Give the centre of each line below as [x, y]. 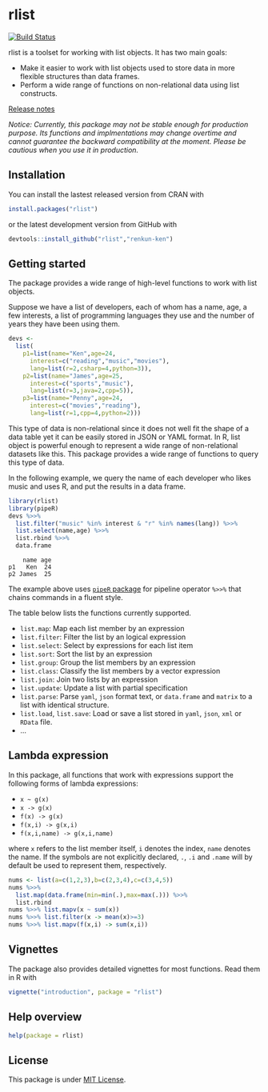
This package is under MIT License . [67, 1080]
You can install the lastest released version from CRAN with [106, 194]
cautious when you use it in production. [73, 150]
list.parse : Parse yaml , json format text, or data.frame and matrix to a [136, 697]
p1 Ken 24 [30, 567]
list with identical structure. [64, 705]
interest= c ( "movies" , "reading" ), [85, 406]
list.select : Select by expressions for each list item [106, 646]
